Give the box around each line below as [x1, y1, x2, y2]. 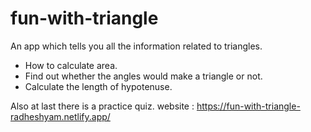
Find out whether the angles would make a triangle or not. [24, 70, 263, 82]
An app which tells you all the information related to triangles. [10, 40, 263, 52]
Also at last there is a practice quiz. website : [10, 100, 195, 112]
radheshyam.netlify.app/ [10, 110, 111, 122]
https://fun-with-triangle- [196, 100, 301, 112]
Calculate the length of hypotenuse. [24, 80, 173, 92]
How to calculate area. [24, 59, 118, 71]
